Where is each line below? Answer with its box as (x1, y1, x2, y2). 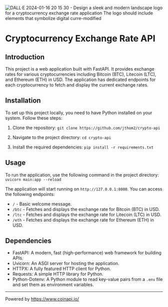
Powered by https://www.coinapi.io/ (5, 296, 79, 302)
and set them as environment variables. (12, 281, 94, 287)
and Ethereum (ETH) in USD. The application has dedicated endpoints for (5, 76, 156, 82)
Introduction (5, 52, 45, 61)
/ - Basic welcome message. (12, 200, 72, 207)
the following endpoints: (5, 191, 55, 197)
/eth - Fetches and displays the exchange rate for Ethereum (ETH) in (12, 216, 154, 222)
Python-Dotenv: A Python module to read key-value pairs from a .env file (12, 276, 163, 282)
